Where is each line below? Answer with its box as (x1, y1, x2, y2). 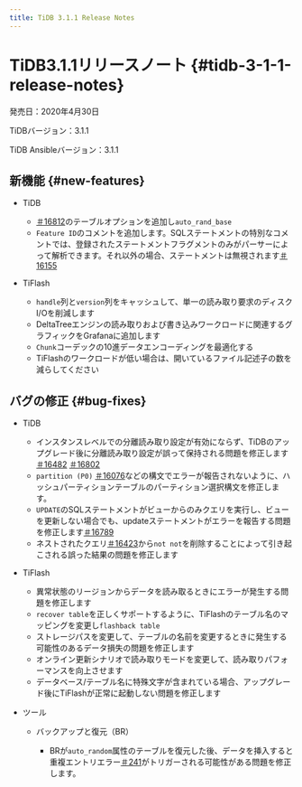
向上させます (75, 665, 124, 676)
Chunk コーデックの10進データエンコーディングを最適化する (35, 342, 254, 352)
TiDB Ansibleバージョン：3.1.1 (9, 144, 119, 155)
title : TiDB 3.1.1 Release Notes (9, 13, 135, 23)
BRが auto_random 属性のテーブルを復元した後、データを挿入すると (49, 745, 294, 756)
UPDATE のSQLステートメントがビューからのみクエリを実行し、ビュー (35, 504, 290, 515)
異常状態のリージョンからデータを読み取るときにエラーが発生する (35, 586, 281, 597)
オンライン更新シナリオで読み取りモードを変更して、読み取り (35, 654, 265, 665)
